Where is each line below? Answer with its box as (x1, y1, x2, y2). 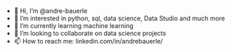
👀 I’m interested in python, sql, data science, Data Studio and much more (13, 14, 226, 22)
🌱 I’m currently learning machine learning (13, 22, 134, 30)
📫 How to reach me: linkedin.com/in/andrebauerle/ (13, 37, 163, 45)
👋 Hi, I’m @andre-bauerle (13, 7, 88, 15)
